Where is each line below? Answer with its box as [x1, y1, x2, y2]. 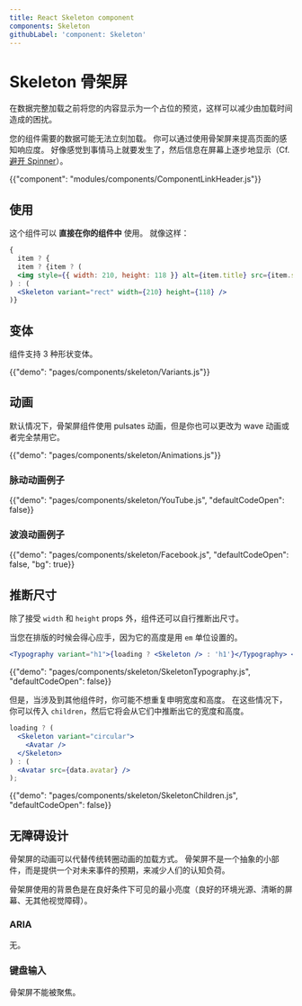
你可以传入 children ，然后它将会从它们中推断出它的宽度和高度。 [9, 705, 249, 716]
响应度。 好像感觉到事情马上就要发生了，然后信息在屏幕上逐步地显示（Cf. [16, 145, 290, 156]
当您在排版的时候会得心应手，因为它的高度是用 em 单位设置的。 [9, 632, 243, 643]
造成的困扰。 [9, 114, 57, 125]
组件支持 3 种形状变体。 [9, 348, 98, 360]
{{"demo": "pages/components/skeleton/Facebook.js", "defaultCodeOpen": [9, 550, 289, 561]
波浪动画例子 [9, 528, 66, 541]
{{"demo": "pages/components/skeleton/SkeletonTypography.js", [9, 667, 252, 678]
